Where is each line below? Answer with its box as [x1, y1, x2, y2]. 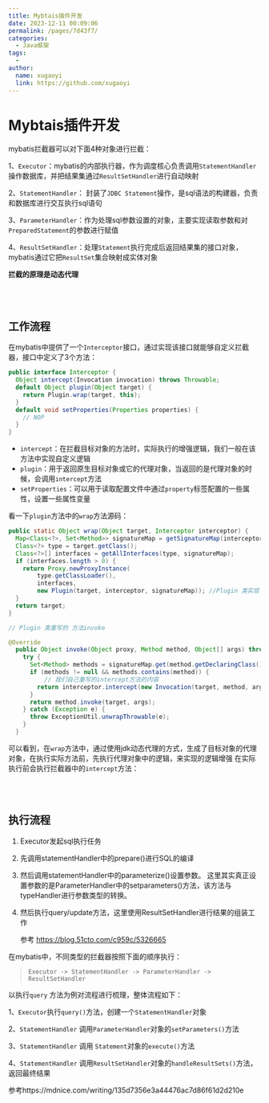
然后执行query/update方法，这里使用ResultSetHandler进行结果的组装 [19, 907, 248, 917]
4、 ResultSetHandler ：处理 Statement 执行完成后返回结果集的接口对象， [8, 243, 243, 252]
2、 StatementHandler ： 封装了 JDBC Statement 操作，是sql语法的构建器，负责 [8, 188, 259, 198]
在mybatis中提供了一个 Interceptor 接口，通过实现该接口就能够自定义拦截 [8, 342, 250, 352]
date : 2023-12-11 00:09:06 [8, 19, 98, 27]
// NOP [22, 413, 45, 422]
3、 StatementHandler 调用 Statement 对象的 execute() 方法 [8, 1041, 195, 1051]
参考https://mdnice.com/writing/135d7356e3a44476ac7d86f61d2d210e [8, 1085, 244, 1095]
